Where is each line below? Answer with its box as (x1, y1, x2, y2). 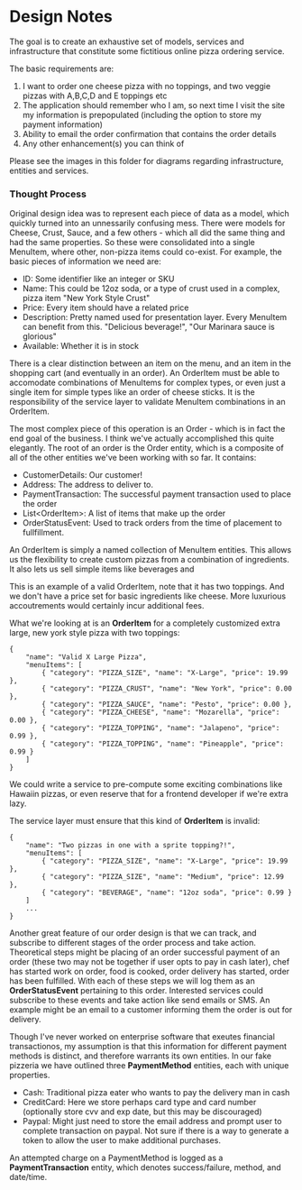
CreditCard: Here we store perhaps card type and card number (22, 1097, 257, 1108)
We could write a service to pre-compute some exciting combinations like (9, 779, 283, 790)
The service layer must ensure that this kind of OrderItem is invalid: (9, 816, 261, 827)
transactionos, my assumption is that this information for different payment (9, 1041, 287, 1052)
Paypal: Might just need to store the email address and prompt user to (22, 1116, 282, 1127)
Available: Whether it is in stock (22, 341, 140, 352)
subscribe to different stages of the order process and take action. (9, 938, 257, 948)
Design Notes (9, 6, 113, 27)
